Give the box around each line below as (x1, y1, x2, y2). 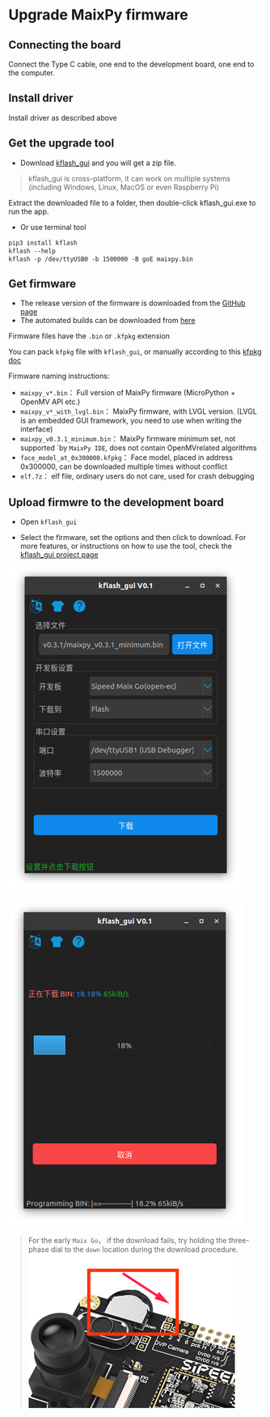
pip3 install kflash (8, 239, 78, 247)
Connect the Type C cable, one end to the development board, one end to (8, 59, 255, 69)
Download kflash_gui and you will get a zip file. (19, 158, 176, 168)
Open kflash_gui (19, 517, 78, 527)
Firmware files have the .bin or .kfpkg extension (8, 331, 171, 341)
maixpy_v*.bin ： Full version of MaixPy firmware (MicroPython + (19, 388, 236, 398)
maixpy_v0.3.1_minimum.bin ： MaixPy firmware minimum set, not (19, 434, 236, 444)
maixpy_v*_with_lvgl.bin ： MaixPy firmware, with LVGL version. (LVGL (19, 406, 257, 416)
